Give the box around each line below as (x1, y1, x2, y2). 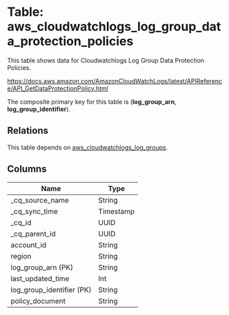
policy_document (10, 296, 66, 305)
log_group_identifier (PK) (10, 285, 92, 294)
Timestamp (98, 206, 135, 216)
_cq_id (10, 218, 32, 227)
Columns (7, 163, 47, 175)
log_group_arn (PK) (10, 263, 74, 272)
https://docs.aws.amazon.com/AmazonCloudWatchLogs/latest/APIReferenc (7, 77, 223, 85)
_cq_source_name (10, 195, 69, 205)
